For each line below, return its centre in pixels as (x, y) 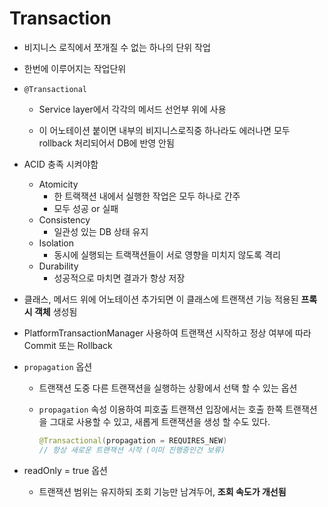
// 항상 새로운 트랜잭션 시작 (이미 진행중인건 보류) (132, 450)
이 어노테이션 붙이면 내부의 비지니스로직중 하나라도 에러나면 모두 (164, 130)
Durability (58, 266)
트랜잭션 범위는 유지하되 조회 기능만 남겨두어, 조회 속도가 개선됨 (162, 491)
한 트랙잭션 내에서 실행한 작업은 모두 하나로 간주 (147, 196)
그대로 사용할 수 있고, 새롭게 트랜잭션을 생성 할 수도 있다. (160, 421)
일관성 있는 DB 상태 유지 (101, 231)
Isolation (56, 243)
